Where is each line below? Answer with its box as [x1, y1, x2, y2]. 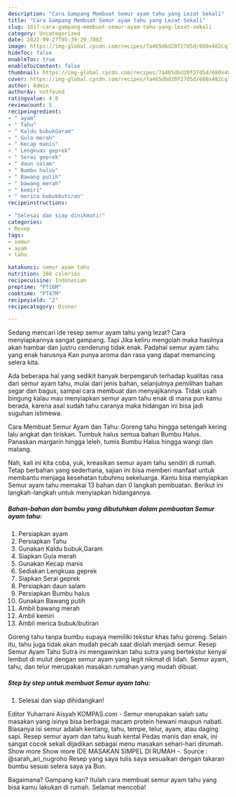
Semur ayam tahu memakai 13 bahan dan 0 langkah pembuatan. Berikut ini [8, 481, 223, 490]
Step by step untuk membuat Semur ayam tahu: [8, 678, 151, 687]
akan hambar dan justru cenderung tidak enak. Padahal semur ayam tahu [8, 343, 219, 351]
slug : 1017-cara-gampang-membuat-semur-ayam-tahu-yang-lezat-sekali [8, 23, 212, 30]
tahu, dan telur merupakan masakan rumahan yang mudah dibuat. [8, 662, 198, 671]
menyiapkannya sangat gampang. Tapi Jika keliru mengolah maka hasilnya [8, 336, 223, 344]
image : [8, 43, 27, 50]
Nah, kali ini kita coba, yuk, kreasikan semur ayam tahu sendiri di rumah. [8, 459, 216, 467]
